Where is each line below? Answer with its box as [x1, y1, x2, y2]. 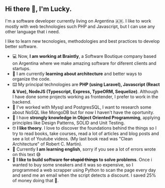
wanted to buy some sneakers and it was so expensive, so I [12, 161, 133, 167]
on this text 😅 [12, 151, 41, 157]
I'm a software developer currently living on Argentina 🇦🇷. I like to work [5, 18, 152, 24]
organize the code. [12, 76, 51, 81]
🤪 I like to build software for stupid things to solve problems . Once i [12, 157, 152, 162]
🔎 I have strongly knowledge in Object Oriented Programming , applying [12, 114, 161, 120]
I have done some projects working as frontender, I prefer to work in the [12, 94, 159, 100]
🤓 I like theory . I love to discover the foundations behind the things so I [12, 125, 157, 131]
